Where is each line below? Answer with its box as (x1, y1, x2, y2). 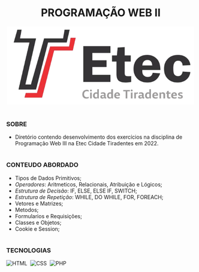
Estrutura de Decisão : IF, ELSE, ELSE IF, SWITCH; (14, 187, 137, 194)
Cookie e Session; (14, 225, 60, 233)
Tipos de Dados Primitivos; (14, 174, 82, 182)
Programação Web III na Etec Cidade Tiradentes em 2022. (14, 140, 159, 147)
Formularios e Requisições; (14, 212, 82, 219)
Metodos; (14, 206, 39, 213)
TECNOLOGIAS (6, 246, 51, 255)
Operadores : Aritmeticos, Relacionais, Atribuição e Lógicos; (14, 181, 163, 188)
